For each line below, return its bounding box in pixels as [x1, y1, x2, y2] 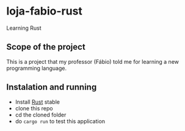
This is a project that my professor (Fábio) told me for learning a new [6, 58, 179, 65]
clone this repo [15, 104, 53, 112]
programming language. [6, 64, 67, 72]
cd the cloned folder [15, 111, 67, 118]
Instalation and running [6, 82, 97, 92]
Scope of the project [6, 42, 85, 52]
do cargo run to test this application [15, 117, 106, 125]
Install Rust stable [15, 98, 60, 106]
